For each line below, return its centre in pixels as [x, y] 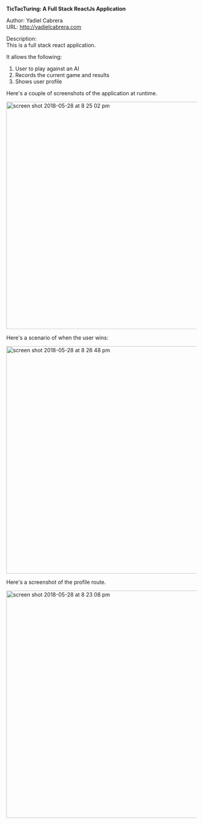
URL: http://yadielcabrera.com [44, 27]
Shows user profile [38, 82]
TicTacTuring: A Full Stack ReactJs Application [66, 9]
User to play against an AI [47, 69]
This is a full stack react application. [51, 45]
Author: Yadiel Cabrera [35, 20]
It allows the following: [34, 57]
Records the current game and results [62, 75]
